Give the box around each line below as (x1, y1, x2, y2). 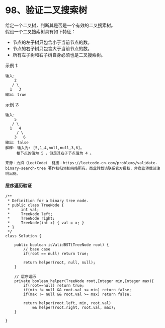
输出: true (5, 92, 27, 97)
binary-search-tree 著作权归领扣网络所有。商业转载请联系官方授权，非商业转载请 (5, 166, 157, 171)
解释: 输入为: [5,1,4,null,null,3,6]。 (5, 145, 85, 150)
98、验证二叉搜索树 (5, 5, 88, 16)
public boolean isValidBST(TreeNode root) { (14, 242, 109, 247)
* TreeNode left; (7, 212, 53, 217)
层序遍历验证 (5, 182, 32, 188)
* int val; (7, 207, 39, 212)
